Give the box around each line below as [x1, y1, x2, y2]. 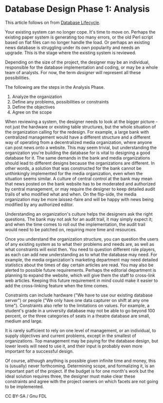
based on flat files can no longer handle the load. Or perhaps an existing [5, 39, 150, 45]
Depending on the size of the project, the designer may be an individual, [5, 59, 150, 65]
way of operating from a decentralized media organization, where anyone [5, 139, 152, 145]
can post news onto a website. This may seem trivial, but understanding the [5, 144, 157, 150]
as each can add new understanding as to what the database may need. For [5, 251, 158, 257]
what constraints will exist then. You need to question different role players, [5, 246, 156, 252]
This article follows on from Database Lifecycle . [5, 20, 101, 25]
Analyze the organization [12, 94, 62, 100]
